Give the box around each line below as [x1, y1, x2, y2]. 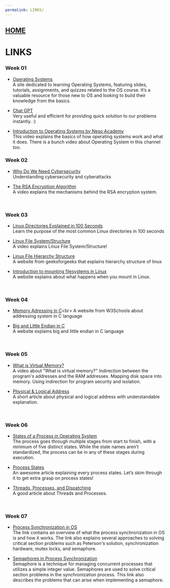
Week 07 [5, 513, 28, 520]
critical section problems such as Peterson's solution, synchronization [12, 540, 159, 546]
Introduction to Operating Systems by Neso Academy [12, 128, 124, 134]
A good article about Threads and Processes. [12, 490, 107, 496]
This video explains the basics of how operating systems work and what [12, 133, 163, 139]
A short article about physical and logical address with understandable [12, 394, 160, 400]
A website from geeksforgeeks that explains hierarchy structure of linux [12, 259, 162, 265]
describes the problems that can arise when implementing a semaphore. [12, 577, 164, 583]
